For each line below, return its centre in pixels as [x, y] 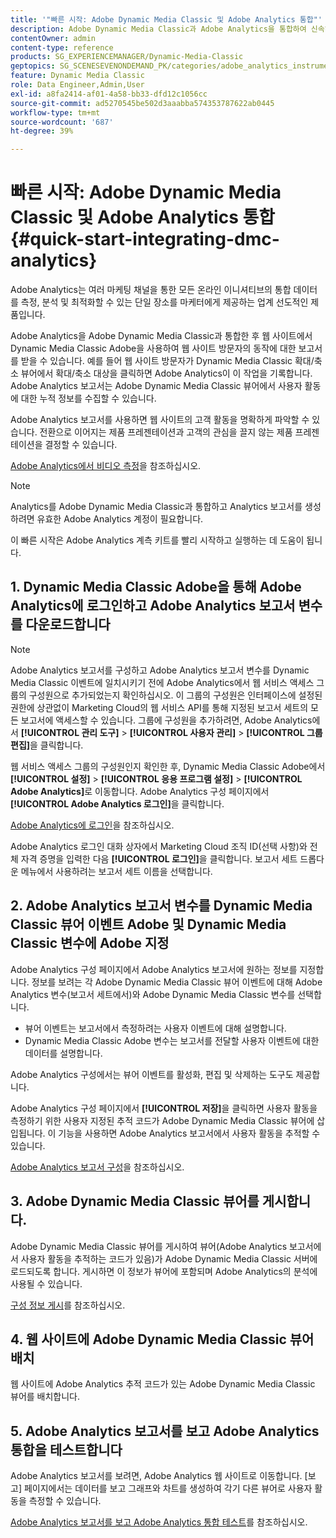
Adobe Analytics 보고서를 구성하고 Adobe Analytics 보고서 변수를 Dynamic [160, 670]
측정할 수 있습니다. [65, 1501]
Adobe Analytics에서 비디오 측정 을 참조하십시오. [106, 466]
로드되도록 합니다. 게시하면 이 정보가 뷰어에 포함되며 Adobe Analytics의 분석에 [164, 1271]
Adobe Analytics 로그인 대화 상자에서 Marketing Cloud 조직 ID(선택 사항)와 [159, 846]
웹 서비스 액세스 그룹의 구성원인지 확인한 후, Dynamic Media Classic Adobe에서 [168, 766]
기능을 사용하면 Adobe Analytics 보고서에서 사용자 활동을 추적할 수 [189, 1133]
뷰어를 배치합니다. [45, 1397]
